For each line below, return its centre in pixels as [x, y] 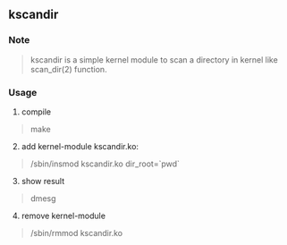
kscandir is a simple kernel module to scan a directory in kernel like [154, 59]
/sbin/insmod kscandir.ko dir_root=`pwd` [105, 164]
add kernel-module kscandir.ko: [80, 146]
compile [36, 112]
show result [43, 181]
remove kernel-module [63, 215]
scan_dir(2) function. [69, 69]
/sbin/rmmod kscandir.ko [76, 232]
